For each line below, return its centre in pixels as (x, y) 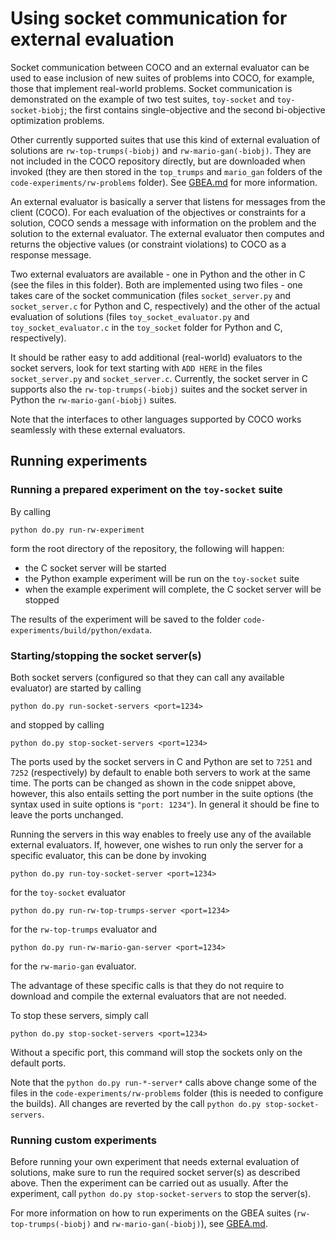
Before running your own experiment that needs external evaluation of (155, 1162)
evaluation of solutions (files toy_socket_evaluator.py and (130, 316)
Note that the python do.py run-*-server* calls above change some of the (163, 1082)
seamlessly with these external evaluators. (98, 429)
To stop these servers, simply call (79, 1015)
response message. (51, 254)
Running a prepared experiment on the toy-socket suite (146, 490)
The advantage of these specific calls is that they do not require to (147, 985)
